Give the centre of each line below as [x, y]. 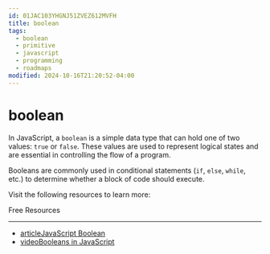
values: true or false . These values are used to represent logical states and [133, 146]
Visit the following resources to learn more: [80, 195]
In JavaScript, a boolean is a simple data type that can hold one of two [124, 137]
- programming [39, 61]
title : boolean [34, 23]
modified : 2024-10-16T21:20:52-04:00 [72, 76]
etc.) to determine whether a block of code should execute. [106, 178]
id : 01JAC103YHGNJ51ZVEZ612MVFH [62, 16]
